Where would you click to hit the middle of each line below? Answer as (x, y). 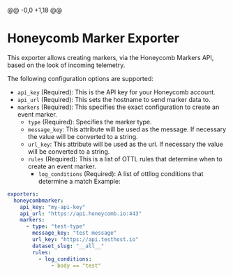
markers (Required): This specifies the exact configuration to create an (118, 107)
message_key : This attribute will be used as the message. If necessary (127, 129)
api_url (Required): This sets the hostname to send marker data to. (114, 99)
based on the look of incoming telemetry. (66, 65)
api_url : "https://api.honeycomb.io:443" (81, 213)
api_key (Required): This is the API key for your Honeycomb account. (116, 92)
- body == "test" (76, 266)
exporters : (23, 194)
